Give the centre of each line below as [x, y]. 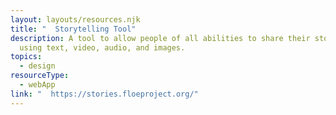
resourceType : [40, 76]
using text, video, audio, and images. [102, 47]
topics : [26, 57]
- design [37, 66]
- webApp [37, 85]
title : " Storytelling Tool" [73, 29]
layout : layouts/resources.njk [75, 19]
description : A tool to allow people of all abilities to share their [160, 38]
